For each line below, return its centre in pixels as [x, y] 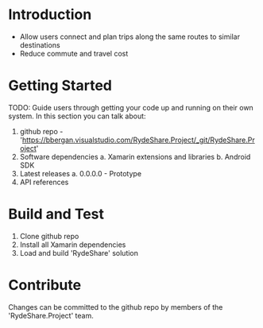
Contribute [45, 285]
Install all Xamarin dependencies [73, 245]
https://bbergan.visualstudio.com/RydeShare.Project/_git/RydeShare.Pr [139, 140]
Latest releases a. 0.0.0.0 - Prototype [80, 173]
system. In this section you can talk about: [77, 116]
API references [44, 182]
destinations [40, 44]
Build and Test [56, 214]
